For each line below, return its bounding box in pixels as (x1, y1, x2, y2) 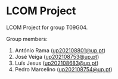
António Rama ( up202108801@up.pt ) (14, 46, 106, 54)
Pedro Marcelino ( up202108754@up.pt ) (14, 65, 113, 72)
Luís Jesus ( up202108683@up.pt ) (14, 59, 99, 67)
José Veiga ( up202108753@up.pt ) (14, 53, 100, 60)
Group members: (6, 35, 48, 42)
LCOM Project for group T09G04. (6, 24, 88, 31)
